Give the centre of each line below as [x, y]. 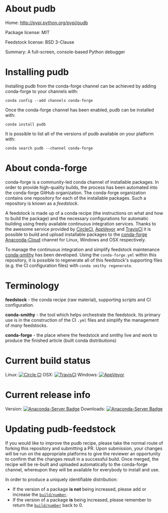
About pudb [31, 9]
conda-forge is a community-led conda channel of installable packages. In [82, 182]
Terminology [32, 286]
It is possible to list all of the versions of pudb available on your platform [79, 134]
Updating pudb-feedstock [61, 429]
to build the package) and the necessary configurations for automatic [77, 218]
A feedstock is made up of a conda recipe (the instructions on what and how [84, 213]
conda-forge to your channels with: [42, 91]
